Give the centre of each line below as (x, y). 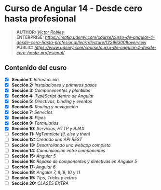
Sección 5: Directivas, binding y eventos (52, 101)
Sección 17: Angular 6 (34, 167)
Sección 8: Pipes (29, 118)
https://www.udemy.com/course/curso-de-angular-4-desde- (95, 47)
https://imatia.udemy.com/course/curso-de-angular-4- (100, 37)
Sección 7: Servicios (32, 112)
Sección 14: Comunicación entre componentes (58, 150)
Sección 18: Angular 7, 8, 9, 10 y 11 (46, 172)
